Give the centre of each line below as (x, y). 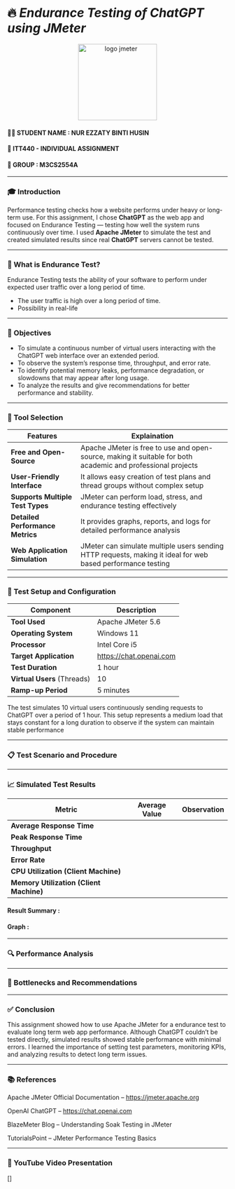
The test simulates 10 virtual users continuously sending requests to (105, 707)
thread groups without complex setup (142, 485)
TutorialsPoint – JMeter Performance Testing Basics (82, 1138)
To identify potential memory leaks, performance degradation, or (111, 370)
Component (51, 610)
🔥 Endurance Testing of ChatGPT (106, 13)
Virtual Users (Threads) (51, 678)
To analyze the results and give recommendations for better (104, 385)
